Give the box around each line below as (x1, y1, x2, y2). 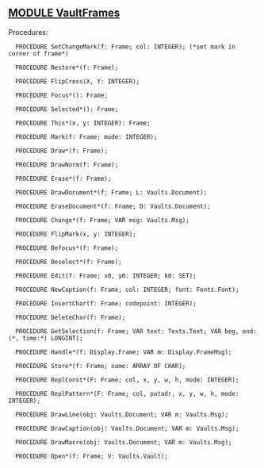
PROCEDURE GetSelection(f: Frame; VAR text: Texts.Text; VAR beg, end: (15, 327, 258, 336)
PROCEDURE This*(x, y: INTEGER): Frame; (15, 119, 151, 127)
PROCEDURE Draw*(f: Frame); (15, 147, 109, 155)
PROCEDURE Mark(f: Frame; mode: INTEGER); (15, 132, 158, 141)
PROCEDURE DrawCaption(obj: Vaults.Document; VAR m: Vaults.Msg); (15, 424, 239, 432)
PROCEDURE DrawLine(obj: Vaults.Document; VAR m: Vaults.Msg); (15, 410, 228, 419)
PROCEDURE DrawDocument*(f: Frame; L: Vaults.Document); (15, 188, 208, 197)
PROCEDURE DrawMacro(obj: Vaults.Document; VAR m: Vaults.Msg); (15, 438, 232, 447)
